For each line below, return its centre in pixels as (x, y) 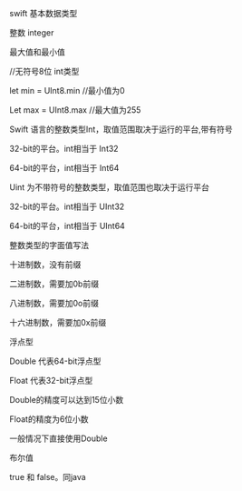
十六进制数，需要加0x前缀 (58, 322)
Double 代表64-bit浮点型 (55, 361)
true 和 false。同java (48, 477)
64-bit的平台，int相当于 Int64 (64, 168)
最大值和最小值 (37, 52)
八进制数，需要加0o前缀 (54, 303)
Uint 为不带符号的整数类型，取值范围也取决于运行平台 (110, 187)
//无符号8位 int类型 (44, 71)
